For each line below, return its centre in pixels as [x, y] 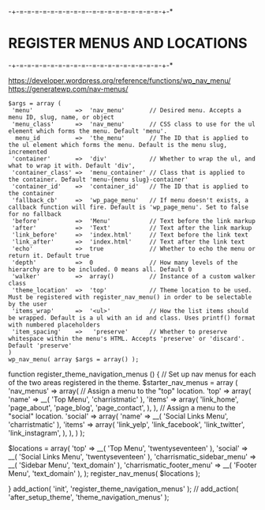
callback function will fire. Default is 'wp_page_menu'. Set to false [128, 207]
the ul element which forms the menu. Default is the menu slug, [118, 145]
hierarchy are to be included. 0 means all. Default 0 [100, 269]
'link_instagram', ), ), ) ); [47, 433]
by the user [28, 304]
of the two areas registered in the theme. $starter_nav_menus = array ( [123, 382]
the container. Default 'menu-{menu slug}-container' [99, 179]
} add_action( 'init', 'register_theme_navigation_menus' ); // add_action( [123, 489]
